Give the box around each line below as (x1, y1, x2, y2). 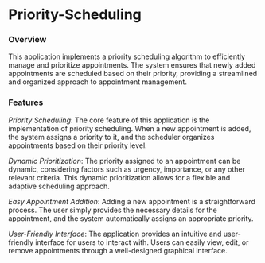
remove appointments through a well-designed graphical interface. (8, 246, 228, 255)
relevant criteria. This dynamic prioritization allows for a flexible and (8, 172, 231, 182)
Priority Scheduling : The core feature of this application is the (8, 115, 210, 125)
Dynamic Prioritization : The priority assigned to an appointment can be (8, 156, 241, 165)
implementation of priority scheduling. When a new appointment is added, (8, 123, 251, 133)
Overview (8, 34, 47, 45)
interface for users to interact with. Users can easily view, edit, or (35, 237, 249, 247)
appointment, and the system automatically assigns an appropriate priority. (8, 213, 254, 223)
